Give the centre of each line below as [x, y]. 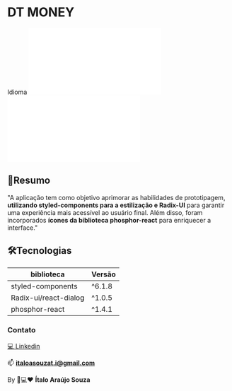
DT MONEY [41, 12]
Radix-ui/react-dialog [48, 298]
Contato [22, 330]
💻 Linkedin [24, 346]
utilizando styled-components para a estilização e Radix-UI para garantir [116, 205]
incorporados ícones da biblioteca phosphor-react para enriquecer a [109, 220]
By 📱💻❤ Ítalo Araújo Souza [49, 380]
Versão [104, 274]
